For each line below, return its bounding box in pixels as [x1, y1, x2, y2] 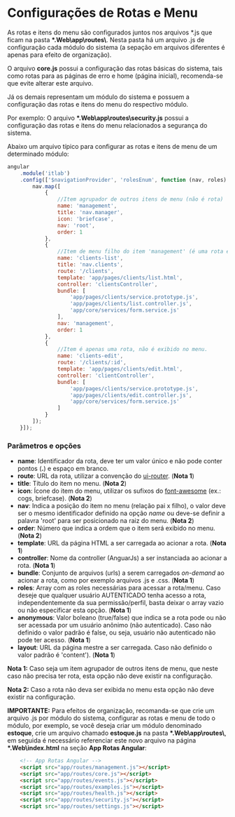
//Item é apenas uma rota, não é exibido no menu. [57, 346, 208, 353]
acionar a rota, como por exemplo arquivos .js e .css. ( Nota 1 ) [17, 576, 194, 585]
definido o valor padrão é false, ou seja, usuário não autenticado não [17, 628, 216, 637]
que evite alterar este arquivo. [7, 79, 94, 87]
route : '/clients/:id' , [57, 359, 127, 366]
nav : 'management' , [57, 319, 114, 327]
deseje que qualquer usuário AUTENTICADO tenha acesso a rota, [17, 591, 206, 599]
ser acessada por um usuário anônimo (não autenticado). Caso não [17, 621, 212, 630]
